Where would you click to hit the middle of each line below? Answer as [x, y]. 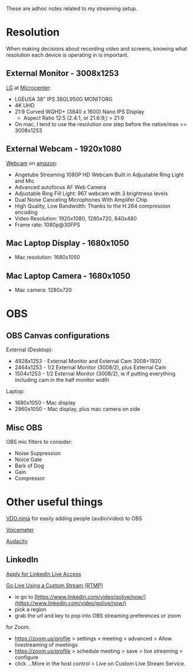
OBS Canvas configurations [58, 335]
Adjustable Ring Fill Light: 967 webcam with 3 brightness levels [91, 193]
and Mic [24, 181]
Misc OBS [24, 428]
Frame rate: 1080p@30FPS [47, 225]
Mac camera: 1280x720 [43, 290]
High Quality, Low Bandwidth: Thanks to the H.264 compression [92, 206]
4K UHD [25, 105]
